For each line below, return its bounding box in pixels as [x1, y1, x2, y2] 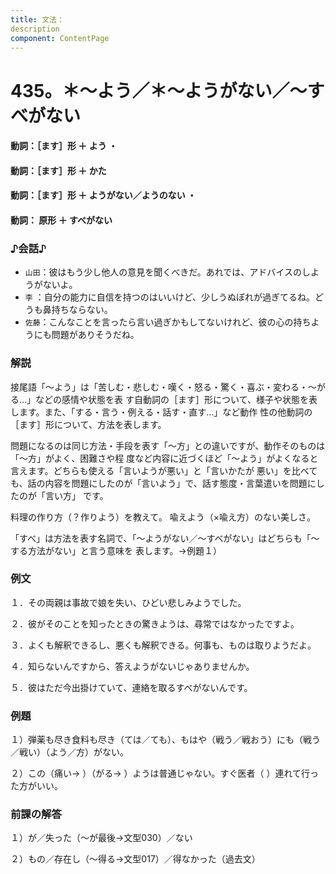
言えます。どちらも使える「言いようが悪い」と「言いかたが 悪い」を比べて [10, 464, 318, 476]
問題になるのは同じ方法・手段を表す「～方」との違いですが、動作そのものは [10, 439, 326, 451]
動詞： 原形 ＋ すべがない [10, 214, 113, 226]
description [10, 24, 60, 34]
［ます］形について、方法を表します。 [10, 418, 167, 430]
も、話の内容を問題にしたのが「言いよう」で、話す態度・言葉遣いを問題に [10, 477, 317, 489]
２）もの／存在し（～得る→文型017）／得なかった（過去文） [10, 853, 261, 865]
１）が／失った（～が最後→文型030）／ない [10, 832, 193, 844]
